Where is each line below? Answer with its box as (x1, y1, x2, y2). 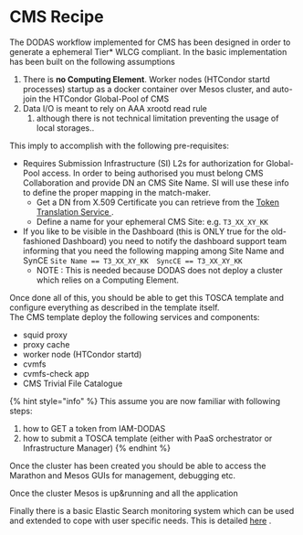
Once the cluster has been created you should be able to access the (9, 460, 266, 471)
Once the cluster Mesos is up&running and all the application (9, 487, 239, 498)
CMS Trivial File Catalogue (22, 378, 123, 389)
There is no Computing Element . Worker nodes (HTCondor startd (22, 73, 271, 84)
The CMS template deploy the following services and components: (9, 311, 260, 322)
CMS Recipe (9, 6, 104, 27)
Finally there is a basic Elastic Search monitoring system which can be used (9, 505, 295, 516)
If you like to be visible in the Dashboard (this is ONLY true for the (22, 226, 269, 237)
